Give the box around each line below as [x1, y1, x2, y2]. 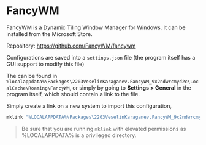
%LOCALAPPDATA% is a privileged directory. [21, 132, 137, 139]
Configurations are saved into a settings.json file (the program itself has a [6, 54, 196, 61]
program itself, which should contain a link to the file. [6, 90, 140, 97]
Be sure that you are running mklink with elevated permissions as [21, 125, 186, 132]
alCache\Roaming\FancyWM [6, 85, 70, 91]
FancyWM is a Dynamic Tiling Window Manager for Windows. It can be [6, 24, 186, 31]
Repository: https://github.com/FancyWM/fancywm [6, 42, 136, 49]
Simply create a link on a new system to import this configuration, [6, 102, 172, 110]
